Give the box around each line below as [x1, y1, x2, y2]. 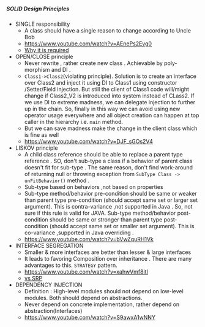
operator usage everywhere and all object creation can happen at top [24, 111, 199, 119]
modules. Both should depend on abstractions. [24, 294, 143, 301]
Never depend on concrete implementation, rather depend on [24, 301, 180, 308]
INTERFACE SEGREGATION [15, 242, 84, 249]
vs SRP [24, 274, 43, 282]
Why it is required [24, 46, 69, 53]
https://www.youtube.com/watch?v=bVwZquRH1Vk [24, 235, 154, 242]
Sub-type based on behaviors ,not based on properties [24, 183, 163, 190]
